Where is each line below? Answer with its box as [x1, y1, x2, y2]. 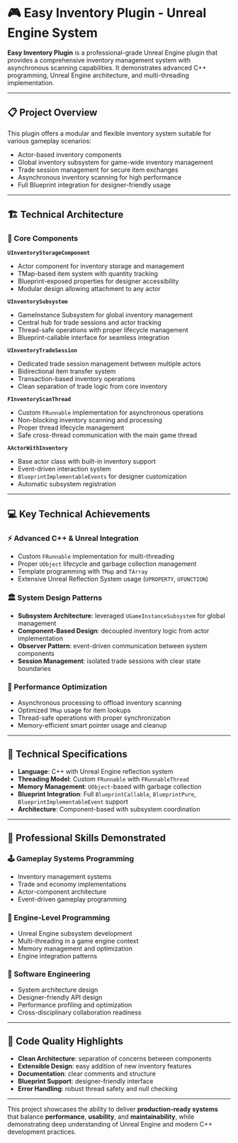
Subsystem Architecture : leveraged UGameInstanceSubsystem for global [17, 611, 225, 620]
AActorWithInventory [7, 444, 69, 452]
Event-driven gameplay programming [17, 895, 127, 904]
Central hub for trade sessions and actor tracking [17, 318, 161, 327]
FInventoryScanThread [7, 396, 72, 403]
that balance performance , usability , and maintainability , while [7, 1112, 195, 1121]
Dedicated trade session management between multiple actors [17, 359, 201, 368]
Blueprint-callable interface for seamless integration [17, 334, 170, 342]
